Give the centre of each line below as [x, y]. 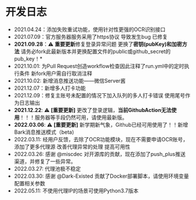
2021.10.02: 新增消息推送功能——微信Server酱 [70, 80]
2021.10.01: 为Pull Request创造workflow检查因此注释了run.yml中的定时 [99, 66]
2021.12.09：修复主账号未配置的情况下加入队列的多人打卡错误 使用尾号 [99, 95]
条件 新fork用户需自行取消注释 [56, 73]
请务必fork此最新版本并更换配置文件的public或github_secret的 [96, 51]
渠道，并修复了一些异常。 [45, 161]
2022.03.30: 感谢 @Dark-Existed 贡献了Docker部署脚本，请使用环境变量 [101, 176]
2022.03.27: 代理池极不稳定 [48, 168]
